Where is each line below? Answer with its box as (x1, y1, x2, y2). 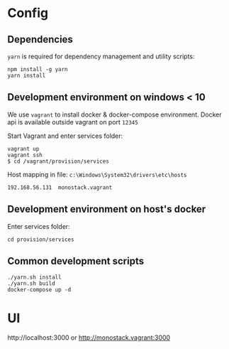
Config (7, 5, 48, 21)
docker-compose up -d (7, 286, 72, 294)
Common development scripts (7, 255, 144, 267)
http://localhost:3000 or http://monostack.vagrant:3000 (7, 333, 171, 342)
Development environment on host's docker (7, 203, 206, 215)
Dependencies (7, 33, 73, 45)
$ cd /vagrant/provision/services (7, 158, 110, 165)
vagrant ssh (7, 151, 43, 159)
